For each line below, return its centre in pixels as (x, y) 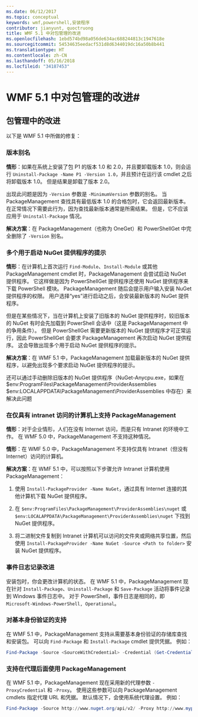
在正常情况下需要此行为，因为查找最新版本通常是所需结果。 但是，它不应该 (97, 208)
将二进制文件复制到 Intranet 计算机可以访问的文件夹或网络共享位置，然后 (103, 536)
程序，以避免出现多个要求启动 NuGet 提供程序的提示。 (72, 365)
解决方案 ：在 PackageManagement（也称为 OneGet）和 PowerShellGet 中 (96, 228)
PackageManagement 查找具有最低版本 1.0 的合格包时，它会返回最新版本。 (98, 201)
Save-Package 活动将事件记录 (155, 589)
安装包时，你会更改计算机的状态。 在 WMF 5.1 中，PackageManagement (94, 581)
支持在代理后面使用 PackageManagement (66, 669)
